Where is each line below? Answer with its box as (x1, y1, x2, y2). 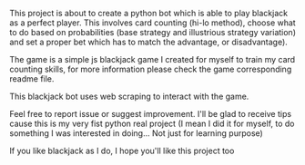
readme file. (9, 73, 55, 84)
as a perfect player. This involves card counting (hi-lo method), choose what (9, 17, 296, 28)
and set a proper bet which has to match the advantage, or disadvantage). (9, 36, 289, 47)
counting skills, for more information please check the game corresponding (9, 63, 292, 74)
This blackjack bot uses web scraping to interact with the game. (9, 91, 249, 102)
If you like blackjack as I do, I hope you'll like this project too (9, 145, 235, 156)
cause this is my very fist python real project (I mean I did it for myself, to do (9, 118, 295, 129)
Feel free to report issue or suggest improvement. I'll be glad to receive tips (9, 109, 292, 119)
